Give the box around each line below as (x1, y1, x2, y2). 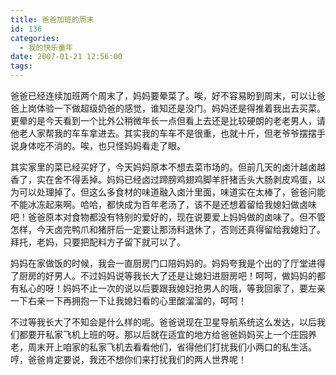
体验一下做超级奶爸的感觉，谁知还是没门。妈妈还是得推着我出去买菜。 (36, 102, 326, 114)
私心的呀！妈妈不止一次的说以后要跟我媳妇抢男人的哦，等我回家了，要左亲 (18, 282, 326, 294)
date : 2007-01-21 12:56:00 (10, 52, 123, 62)
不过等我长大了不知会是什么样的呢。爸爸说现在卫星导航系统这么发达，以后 (10, 316, 317, 328)
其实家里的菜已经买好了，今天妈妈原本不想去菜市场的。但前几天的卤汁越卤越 (10, 161, 326, 173)
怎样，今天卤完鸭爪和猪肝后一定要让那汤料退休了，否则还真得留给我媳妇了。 (10, 224, 326, 235)
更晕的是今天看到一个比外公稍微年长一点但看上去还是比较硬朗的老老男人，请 (10, 115, 326, 126)
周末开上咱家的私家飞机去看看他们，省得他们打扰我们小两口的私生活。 (27, 341, 317, 353)
